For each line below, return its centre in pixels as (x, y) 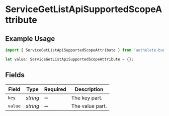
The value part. (89, 106)
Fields (15, 75)
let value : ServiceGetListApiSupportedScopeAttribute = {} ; (70, 59)
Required (55, 89)
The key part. (87, 98)
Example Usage (30, 39)
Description (89, 89)
